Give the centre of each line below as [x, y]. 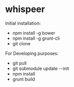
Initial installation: [23, 23]
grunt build [23, 79]
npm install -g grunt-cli [36, 38]
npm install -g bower [34, 33]
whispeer [25, 9]
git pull [19, 63]
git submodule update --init [40, 68]
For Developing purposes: [32, 53]
